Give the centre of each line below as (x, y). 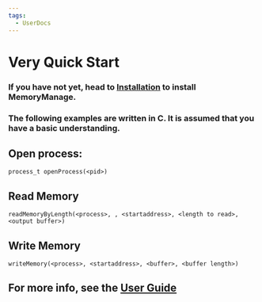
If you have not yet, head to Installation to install (102, 86)
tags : (17, 15)
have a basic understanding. (64, 128)
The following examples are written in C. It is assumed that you (131, 118)
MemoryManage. (42, 97)
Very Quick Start (64, 62)
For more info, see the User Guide (93, 288)
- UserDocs (33, 23)
